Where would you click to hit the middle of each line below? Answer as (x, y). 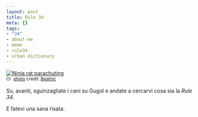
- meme (14, 45)
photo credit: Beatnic (35, 79)
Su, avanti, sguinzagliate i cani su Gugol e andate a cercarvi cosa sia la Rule (99, 91)
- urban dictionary (30, 56)
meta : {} (17, 23)
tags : (13, 28)
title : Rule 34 (25, 17)
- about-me (20, 39)
